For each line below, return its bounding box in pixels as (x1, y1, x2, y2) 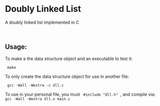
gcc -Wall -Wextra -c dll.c (7, 83, 64, 88)
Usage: (5, 43, 28, 51)
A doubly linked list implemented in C (5, 19, 79, 25)
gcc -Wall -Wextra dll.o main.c (5, 96, 70, 101)
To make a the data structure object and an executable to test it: (5, 56, 133, 61)
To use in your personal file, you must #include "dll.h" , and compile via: (5, 91, 156, 97)
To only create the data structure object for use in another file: (5, 74, 129, 79)
